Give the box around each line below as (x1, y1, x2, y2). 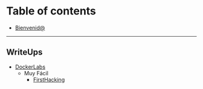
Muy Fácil (24, 69, 48, 76)
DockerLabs (14, 63, 46, 70)
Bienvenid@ (14, 24, 45, 31)
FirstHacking (33, 76, 65, 83)
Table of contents (6, 4, 97, 18)
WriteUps (6, 47, 43, 58)
